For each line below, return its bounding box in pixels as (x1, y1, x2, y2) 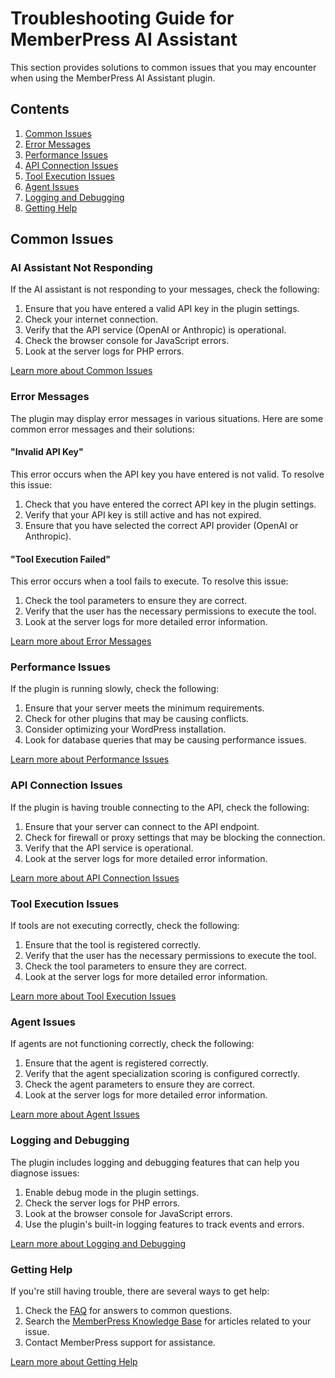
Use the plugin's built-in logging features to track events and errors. (24, 1218, 305, 1230)
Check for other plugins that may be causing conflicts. (24, 713, 249, 725)
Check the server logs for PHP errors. (24, 1197, 181, 1209)
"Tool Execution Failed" (10, 553, 112, 565)
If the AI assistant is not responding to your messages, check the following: (10, 283, 320, 296)
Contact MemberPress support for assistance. (24, 1336, 216, 1348)
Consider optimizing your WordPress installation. (24, 723, 227, 736)
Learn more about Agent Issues (10, 1108, 140, 1121)
